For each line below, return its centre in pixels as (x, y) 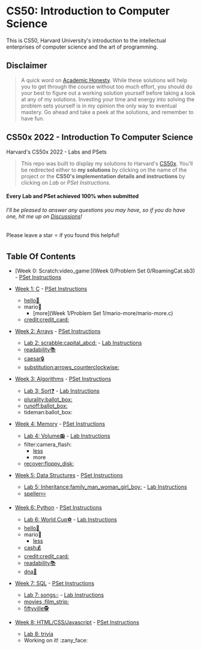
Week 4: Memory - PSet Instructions (60, 424)
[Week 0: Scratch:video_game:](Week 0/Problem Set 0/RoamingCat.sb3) (105, 271)
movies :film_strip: (46, 602)
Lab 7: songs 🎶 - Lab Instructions (64, 595)
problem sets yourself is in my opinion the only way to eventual (99, 106)
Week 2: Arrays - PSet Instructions (58, 331)
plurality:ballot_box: (48, 400)
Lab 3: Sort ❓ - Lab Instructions (62, 391)
